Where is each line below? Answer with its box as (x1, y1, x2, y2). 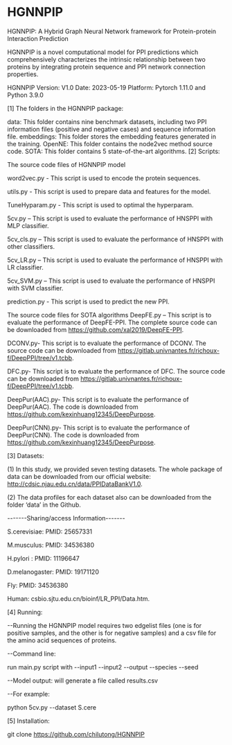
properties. (7, 70, 39, 78)
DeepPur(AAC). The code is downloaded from (7, 403, 139, 411)
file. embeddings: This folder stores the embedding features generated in (7, 132, 217, 141)
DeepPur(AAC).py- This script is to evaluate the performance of (7, 395, 189, 403)
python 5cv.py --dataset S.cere (7, 703, 97, 711)
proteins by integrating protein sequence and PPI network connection (7, 62, 206, 71)
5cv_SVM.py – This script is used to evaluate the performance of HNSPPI (7, 277, 215, 285)
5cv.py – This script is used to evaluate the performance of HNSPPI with (7, 214, 213, 222)
